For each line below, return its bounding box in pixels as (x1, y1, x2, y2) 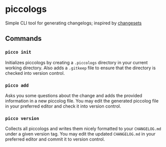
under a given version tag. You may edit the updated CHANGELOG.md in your (5, 131, 156, 137)
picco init (5, 49, 31, 55)
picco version (5, 116, 39, 121)
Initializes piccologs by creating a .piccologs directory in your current (5, 59, 148, 65)
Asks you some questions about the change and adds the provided (5, 92, 143, 98)
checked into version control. (5, 70, 65, 76)
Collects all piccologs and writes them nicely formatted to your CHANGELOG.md (5, 126, 162, 132)
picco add (5, 82, 29, 88)
